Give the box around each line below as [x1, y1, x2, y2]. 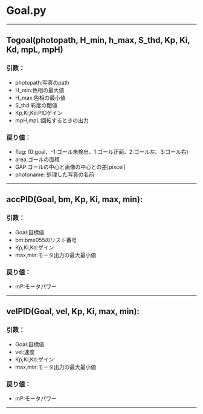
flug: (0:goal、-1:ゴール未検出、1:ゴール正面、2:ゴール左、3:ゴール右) [14, 148, 188, 155]
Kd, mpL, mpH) [6, 45, 63, 55]
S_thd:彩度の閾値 [14, 101, 57, 109]
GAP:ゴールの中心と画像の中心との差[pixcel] [14, 163, 126, 170]
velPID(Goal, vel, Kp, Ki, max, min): [6, 306, 140, 317]
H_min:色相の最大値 [14, 86, 65, 94]
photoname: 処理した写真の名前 [14, 171, 95, 178]
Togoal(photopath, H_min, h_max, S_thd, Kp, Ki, [6, 35, 190, 45]
